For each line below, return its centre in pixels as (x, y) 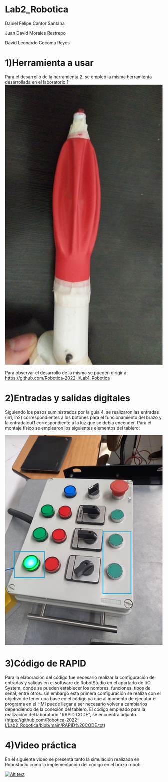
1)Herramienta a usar (49, 63)
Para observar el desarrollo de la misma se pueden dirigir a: (67, 372)
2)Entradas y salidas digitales (68, 398)
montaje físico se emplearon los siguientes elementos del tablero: (73, 428)
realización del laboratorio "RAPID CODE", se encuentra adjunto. (71, 714)
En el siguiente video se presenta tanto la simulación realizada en (72, 759)
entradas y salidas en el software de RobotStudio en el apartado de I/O (78, 683)
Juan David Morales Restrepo (36, 33)
